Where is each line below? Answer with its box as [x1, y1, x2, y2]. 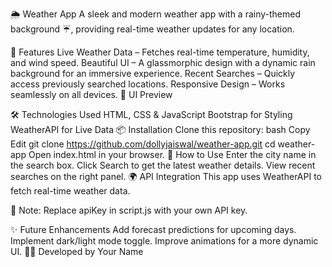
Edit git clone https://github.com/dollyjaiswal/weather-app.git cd [10, 138, 276, 150]
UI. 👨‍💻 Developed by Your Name [10, 246, 144, 257]
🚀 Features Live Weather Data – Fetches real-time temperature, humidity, [10, 46, 310, 58]
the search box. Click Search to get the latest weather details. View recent [10, 159, 316, 171]
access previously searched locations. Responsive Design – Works [10, 78, 286, 90]
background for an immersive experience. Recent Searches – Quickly [10, 68, 296, 79]
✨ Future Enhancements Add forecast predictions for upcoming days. [10, 224, 297, 235]
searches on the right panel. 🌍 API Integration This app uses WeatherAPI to [10, 171, 322, 182]
